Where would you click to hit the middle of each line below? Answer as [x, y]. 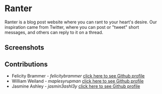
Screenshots [24, 47]
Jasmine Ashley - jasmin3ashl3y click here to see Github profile [76, 86]
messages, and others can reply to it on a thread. [54, 32]
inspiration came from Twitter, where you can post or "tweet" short [72, 27]
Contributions [26, 64]
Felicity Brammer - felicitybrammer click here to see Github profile [78, 76]
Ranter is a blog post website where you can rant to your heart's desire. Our [81, 22]
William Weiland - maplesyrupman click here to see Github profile [78, 81]
